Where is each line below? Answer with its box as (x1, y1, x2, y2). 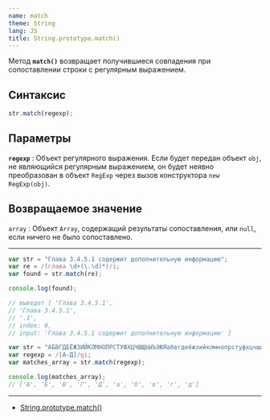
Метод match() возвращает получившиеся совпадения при (8, 56, 211, 66)
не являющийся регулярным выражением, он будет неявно (8, 162, 215, 171)
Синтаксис (8, 88, 66, 101)
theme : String (8, 19, 56, 27)
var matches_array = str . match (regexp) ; (8, 359, 146, 367)
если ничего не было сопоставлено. (8, 232, 133, 241)
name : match (8, 11, 48, 20)
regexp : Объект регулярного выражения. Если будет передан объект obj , (8, 153, 262, 163)
